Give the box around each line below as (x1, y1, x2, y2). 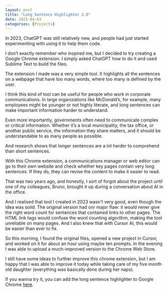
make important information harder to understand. (5, 107, 109, 113)
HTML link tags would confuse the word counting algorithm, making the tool (5, 215, 162, 221)
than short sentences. (5, 148, 51, 154)
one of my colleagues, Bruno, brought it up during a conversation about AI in (5, 184, 163, 190)
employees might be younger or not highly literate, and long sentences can (5, 102, 160, 108)
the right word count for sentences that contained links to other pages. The (5, 209, 160, 215)
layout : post (5, 7, 33, 13)
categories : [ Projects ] (5, 21, 55, 27)
